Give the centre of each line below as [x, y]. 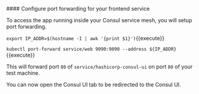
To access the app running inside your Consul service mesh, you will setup [99, 20]
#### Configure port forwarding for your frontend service [78, 9]
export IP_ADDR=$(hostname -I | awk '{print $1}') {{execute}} [85, 38]
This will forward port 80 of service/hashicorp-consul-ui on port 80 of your [99, 66]
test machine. [23, 73]
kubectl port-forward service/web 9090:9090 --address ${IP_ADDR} [91, 49]
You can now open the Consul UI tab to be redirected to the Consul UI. [94, 84]
